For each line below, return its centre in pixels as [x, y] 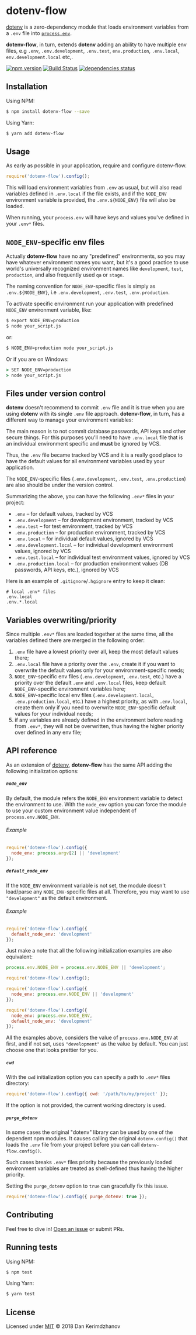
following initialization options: [42, 771]
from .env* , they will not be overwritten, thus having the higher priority [99, 726]
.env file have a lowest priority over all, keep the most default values [97, 651]
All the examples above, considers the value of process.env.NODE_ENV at [92, 1038]
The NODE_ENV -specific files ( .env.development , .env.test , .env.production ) [96, 479]
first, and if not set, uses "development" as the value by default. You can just [97, 1044]
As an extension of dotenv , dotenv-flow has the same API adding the [89, 765]
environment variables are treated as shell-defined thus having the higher [94, 1168]
